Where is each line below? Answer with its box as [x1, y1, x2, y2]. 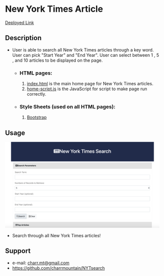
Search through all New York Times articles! [12, 232, 101, 238]
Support [5, 247, 31, 255]
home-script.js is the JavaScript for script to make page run [26, 86, 147, 92]
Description [5, 34, 42, 42]
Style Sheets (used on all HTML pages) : [19, 103, 116, 110]
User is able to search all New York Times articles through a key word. [12, 47, 154, 52]
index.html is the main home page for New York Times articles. [26, 81, 153, 87]
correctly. [26, 91, 47, 97]
